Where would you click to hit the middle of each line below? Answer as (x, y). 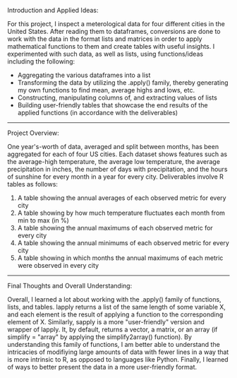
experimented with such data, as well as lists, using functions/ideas (105, 54)
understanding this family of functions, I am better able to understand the (114, 344)
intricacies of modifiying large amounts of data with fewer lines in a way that (118, 352)
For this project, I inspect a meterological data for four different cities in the (116, 24)
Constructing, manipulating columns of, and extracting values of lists (117, 98)
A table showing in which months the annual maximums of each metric (120, 258)
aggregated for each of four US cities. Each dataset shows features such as (117, 154)
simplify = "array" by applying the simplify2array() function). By (100, 337)
